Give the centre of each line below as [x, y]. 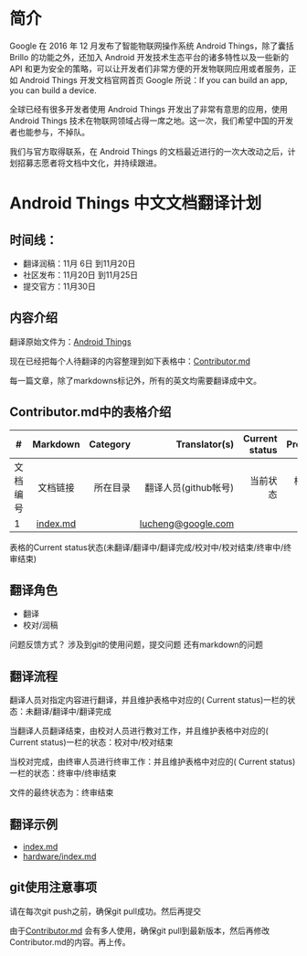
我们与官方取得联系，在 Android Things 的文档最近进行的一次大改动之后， [148, 151]
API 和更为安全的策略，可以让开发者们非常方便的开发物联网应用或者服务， [149, 69]
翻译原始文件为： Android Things [70, 341]
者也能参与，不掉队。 [49, 132]
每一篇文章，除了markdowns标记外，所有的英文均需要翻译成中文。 [136, 380]
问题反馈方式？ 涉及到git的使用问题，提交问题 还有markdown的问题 [136, 644]
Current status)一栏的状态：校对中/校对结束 [91, 742]
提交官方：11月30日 [59, 286]
